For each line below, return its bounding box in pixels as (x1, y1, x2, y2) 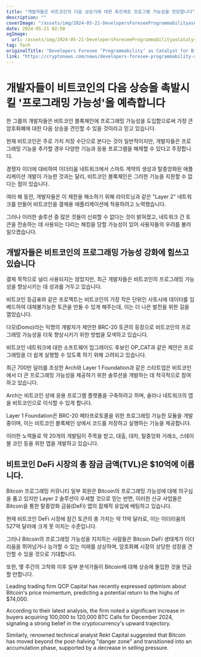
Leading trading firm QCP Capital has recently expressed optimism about (6, 583, 187, 590)
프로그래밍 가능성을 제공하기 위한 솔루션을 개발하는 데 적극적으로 (29, 371, 181, 379)
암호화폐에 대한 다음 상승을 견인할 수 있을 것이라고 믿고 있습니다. (6, 124, 157, 132)
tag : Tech (6, 43, 31, 49)
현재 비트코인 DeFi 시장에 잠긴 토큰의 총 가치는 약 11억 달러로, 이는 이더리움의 (6, 515, 185, 523)
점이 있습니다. (17, 180, 50, 187)
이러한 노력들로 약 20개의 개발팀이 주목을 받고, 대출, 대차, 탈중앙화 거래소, (6, 433, 178, 440)
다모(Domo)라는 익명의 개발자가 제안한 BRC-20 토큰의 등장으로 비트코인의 (6, 323, 180, 331)
